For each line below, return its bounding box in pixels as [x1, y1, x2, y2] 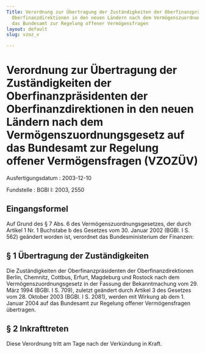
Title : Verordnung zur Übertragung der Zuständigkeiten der [6, 9, 163, 15]
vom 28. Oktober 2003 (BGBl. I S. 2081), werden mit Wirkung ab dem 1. [6, 293, 185, 300]
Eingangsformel [6, 204, 68, 214]
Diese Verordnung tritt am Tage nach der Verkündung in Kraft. [6, 340, 162, 347]
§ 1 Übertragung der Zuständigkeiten [6, 251, 149, 261]
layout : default [6, 26, 48, 32]
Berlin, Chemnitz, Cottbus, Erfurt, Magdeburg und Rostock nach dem [6, 273, 180, 281]
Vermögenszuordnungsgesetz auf [6, 128, 185, 142]
